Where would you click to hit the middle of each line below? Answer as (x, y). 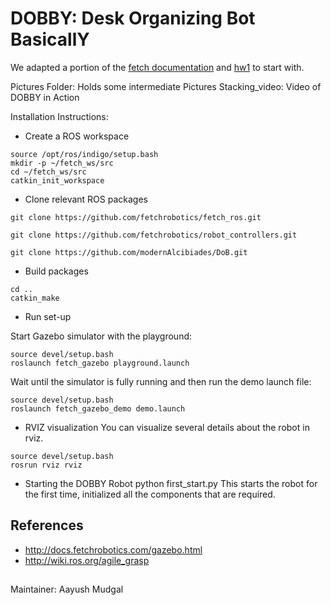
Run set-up (48, 316)
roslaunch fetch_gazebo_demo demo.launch (98, 408)
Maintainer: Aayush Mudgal (67, 589)
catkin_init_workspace (57, 180)
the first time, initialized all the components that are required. (150, 494)
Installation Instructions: (59, 116)
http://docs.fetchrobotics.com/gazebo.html (113, 549)
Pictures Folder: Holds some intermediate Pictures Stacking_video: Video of (166, 86)
